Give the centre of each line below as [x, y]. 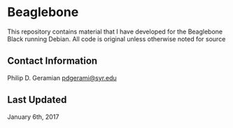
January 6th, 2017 [33, 117]
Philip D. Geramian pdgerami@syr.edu [62, 78]
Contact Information [52, 61]
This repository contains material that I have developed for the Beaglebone [115, 31]
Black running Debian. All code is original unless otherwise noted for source [116, 38]
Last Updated [37, 100]
